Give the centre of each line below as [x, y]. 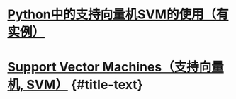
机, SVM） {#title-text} [75, 85]
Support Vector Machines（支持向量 [116, 67]
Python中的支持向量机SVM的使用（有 [118, 14]
